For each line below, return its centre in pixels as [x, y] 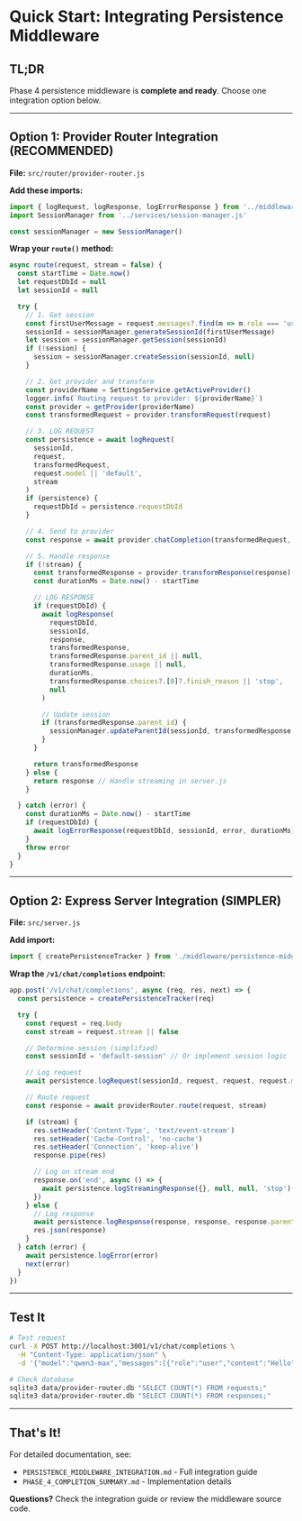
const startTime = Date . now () [74, 274]
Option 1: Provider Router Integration [114, 137]
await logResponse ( [78, 614]
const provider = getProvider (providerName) [110, 407]
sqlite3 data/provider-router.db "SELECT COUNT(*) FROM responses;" [140, 1396]
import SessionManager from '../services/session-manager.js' [128, 215]
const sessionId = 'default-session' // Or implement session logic [156, 1057]
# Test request [38, 1338]
